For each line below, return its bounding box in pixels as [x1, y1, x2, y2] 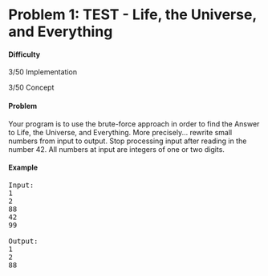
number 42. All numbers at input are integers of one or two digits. [8, 144, 225, 154]
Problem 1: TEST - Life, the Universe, [8, 6, 257, 24]
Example [8, 162, 39, 173]
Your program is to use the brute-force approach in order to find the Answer [8, 118, 260, 129]
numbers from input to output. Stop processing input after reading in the [8, 136, 247, 146]
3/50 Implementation [8, 67, 78, 77]
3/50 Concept [8, 82, 55, 93]
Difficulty [8, 50, 41, 59]
